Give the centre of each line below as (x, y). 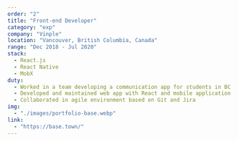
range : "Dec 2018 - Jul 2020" (52, 47)
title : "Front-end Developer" (52, 21)
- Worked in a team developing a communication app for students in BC (123, 87)
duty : (15, 80)
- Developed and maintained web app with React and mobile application (123, 93)
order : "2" (24, 14)
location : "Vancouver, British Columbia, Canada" (83, 41)
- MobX (24, 73)
